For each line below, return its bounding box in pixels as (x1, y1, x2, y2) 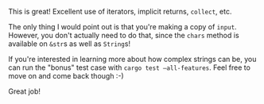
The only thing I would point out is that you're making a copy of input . (8, 22, 237, 31)
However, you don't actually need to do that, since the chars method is (8, 31, 240, 40)
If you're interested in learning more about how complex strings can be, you (8, 55, 257, 64)
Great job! (8, 87, 41, 96)
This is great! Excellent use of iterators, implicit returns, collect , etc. (8, 7, 232, 16)
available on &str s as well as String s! (8, 39, 131, 48)
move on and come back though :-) (8, 71, 125, 80)
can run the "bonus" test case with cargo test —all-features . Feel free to (8, 63, 250, 72)
